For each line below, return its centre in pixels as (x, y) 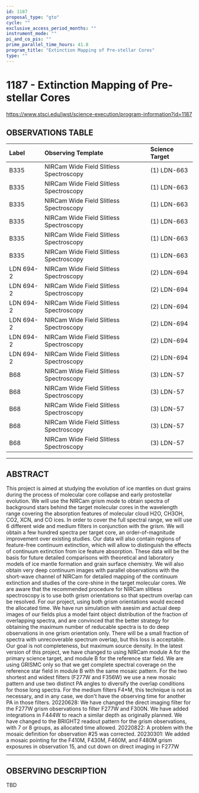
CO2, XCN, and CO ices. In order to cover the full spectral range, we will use (99, 520)
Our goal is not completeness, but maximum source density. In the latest (94, 646)
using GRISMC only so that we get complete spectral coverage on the (91, 665)
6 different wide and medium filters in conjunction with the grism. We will (95, 526)
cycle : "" (18, 23)
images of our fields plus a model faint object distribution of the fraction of (97, 615)
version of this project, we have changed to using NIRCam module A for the (98, 652)
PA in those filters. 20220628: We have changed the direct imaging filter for (99, 702)
